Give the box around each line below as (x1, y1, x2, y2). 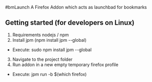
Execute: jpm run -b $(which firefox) (12, 71, 87, 77)
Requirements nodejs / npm (12, 32, 69, 38)
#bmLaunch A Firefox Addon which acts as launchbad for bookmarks (5, 4, 147, 10)
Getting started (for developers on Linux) (5, 18, 135, 27)
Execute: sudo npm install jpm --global (12, 47, 92, 53)
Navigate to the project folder (12, 56, 73, 62)
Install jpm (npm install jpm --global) (12, 37, 87, 43)
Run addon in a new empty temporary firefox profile (12, 62, 119, 68)
